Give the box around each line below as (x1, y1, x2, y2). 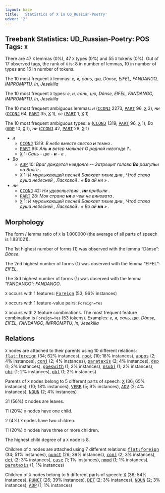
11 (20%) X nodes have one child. (5, 408, 73, 414)
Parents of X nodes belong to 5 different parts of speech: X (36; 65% (5, 378, 145, 384)
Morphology (5, 218, 44, 226)
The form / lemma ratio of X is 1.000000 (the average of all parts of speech (5, 231, 158, 237)
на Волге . (19, 167, 41, 173)
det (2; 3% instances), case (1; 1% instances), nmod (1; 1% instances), (5, 456, 149, 463)
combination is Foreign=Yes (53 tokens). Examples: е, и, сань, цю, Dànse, (5, 315, 156, 321)
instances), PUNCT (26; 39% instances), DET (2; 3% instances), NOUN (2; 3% (5, 477, 161, 483)
